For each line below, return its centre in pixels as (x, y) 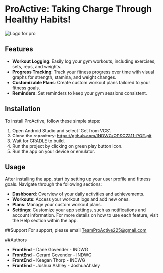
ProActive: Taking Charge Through (79, 9)
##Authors (16, 240)
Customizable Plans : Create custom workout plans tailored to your (81, 82)
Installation (23, 109)
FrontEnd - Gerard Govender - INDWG (52, 255)
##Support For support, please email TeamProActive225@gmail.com (76, 230)
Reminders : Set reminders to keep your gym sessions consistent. (80, 93)
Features (19, 49)
